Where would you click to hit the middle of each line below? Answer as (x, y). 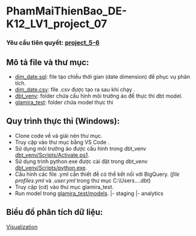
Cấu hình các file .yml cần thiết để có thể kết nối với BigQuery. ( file (97, 174)
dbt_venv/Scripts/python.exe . (51, 167)
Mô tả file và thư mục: (48, 62)
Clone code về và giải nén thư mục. (59, 135)
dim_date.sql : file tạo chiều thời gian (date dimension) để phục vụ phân (102, 76)
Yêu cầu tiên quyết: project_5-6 (53, 43)
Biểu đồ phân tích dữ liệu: (55, 212)
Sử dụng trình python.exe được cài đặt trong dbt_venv (81, 161)
